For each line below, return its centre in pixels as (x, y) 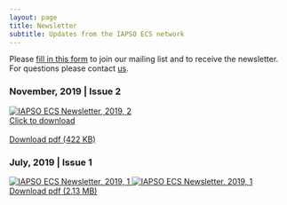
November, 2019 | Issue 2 (65, 91)
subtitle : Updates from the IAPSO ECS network (97, 34)
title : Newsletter (43, 26)
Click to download (42, 120)
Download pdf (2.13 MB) (53, 191)
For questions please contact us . (69, 68)
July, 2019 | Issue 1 (51, 162)
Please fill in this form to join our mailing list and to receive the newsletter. (144, 59)
